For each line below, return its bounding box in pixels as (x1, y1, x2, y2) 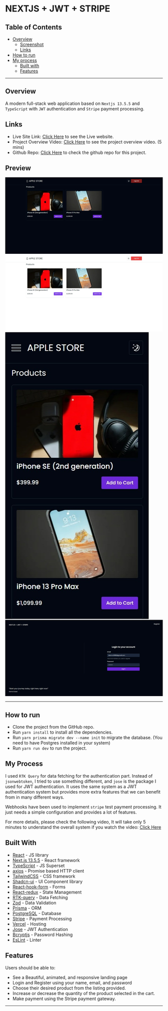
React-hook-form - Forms (12, 884, 66, 890)
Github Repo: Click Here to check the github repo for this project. (12, 149, 146, 155)
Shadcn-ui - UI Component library (12, 878, 83, 885)
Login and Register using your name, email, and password (12, 980, 132, 986)
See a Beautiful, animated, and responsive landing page (12, 974, 127, 980)
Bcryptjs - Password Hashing (12, 932, 73, 938)
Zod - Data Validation (12, 900, 56, 906)
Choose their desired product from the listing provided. (12, 985, 126, 991)
